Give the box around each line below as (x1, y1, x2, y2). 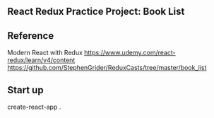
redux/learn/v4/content (7, 56, 76, 64)
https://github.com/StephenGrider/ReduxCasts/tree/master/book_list (7, 64, 207, 72)
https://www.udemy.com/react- (84, 49, 176, 57)
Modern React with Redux (7, 49, 83, 57)
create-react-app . (7, 102, 61, 112)
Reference (7, 30, 54, 42)
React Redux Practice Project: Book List (7, 6, 185, 18)
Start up (7, 84, 44, 96)
